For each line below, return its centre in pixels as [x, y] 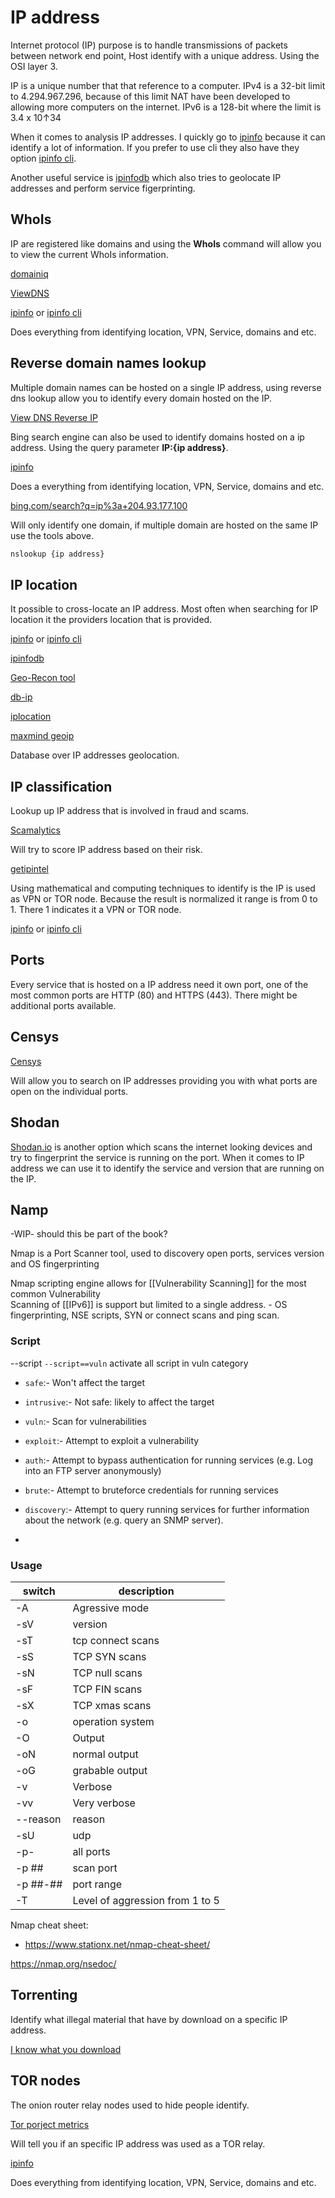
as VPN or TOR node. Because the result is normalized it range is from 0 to [164, 899]
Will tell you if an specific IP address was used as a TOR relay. [138, 2143]
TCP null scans [107, 1673]
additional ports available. [63, 1005]
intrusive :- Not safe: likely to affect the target [119, 1402]
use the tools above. [52, 535]
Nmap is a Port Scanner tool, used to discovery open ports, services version [167, 1253]
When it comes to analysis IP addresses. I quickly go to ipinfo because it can [168, 137]
